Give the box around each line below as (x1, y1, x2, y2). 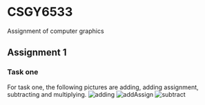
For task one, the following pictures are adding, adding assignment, (7, 83, 199, 91)
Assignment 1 (7, 47, 67, 58)
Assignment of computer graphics (7, 27, 105, 35)
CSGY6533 (7, 4, 73, 20)
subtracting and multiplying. (7, 90, 87, 98)
